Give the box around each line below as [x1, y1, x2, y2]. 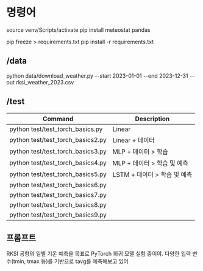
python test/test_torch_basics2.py [9, 135, 107, 144]
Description [135, 114, 170, 123]
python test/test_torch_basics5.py [9, 169, 107, 178]
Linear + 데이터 [112, 136, 155, 144]
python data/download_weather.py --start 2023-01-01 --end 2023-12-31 [6, 72, 188, 80]
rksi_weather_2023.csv [16, 78, 74, 86]
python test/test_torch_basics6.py [9, 180, 107, 189]
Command [42, 114, 74, 123]
